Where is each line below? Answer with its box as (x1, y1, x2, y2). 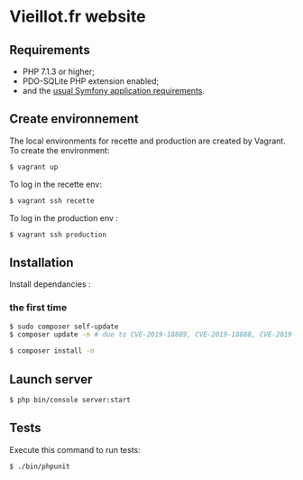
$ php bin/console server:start (9, 395, 131, 404)
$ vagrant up (9, 162, 59, 171)
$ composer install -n (9, 346, 95, 355)
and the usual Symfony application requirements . (22, 86, 206, 96)
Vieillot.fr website (9, 6, 146, 27)
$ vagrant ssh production (9, 230, 106, 239)
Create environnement (9, 111, 139, 127)
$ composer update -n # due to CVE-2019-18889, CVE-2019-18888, (9, 330, 256, 339)
